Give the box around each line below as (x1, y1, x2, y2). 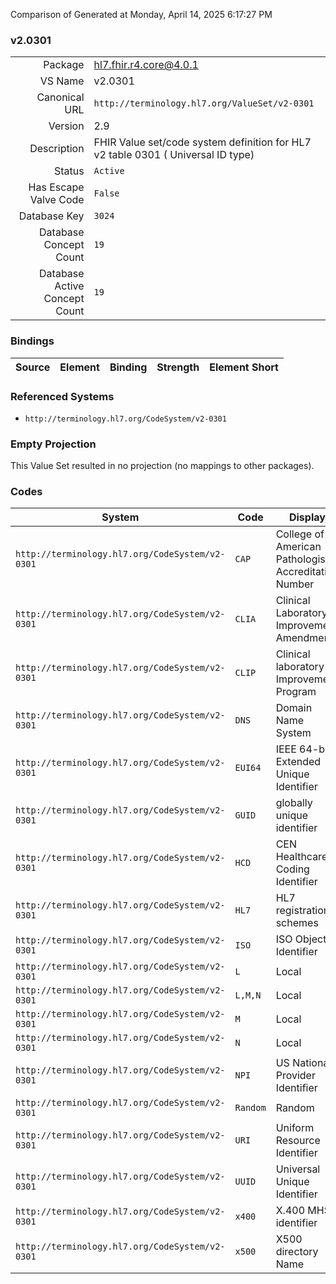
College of (275, 527, 325, 541)
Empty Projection (10, 437, 97, 451)
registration (275, 904, 330, 918)
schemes (275, 916, 319, 930)
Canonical (36, 90, 85, 104)
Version (48, 119, 85, 133)
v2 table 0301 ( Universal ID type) (93, 148, 255, 162)
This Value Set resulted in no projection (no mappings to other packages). (10, 460, 315, 472)
